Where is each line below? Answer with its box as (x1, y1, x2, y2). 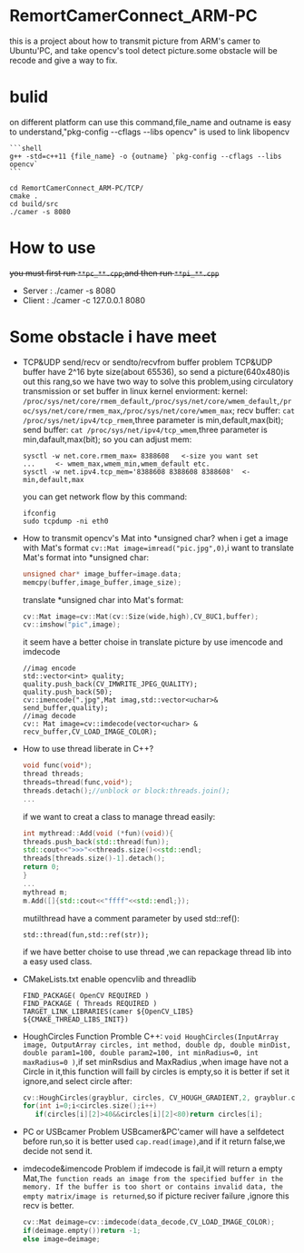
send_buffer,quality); (22, 704, 109, 713)
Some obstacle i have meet (9, 327, 218, 347)
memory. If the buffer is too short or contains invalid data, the (22, 1182, 283, 1192)
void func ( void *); (22, 761, 93, 770)
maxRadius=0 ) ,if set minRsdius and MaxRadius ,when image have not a (22, 1056, 289, 1067)
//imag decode (22, 712, 76, 721)
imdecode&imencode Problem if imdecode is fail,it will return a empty (22, 1163, 283, 1174)
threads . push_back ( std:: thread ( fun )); (22, 837, 170, 846)
